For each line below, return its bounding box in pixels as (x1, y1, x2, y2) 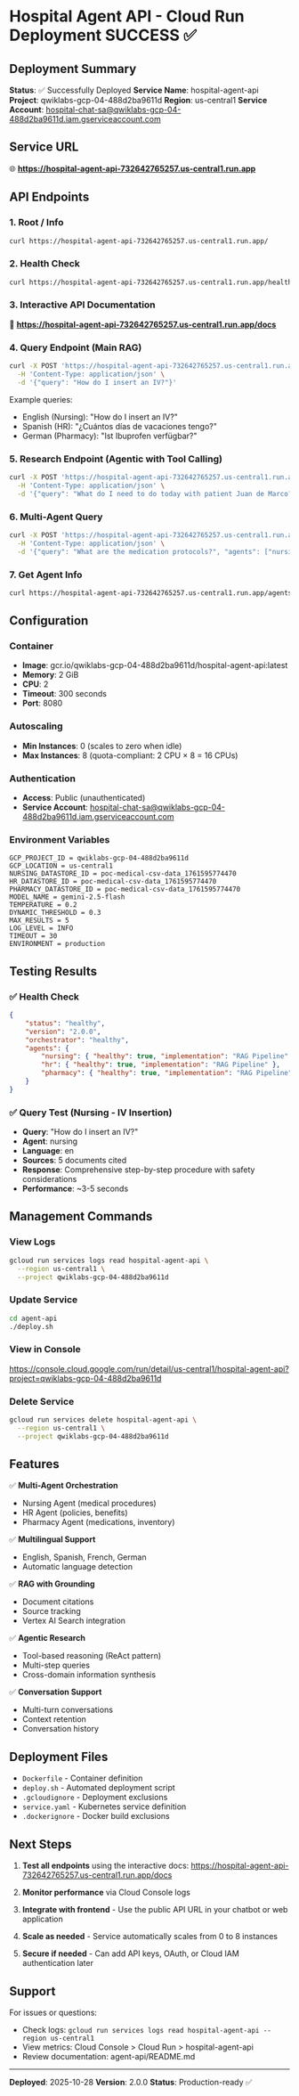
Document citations (21, 1596, 94, 1607)
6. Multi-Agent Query (9, 510, 103, 523)
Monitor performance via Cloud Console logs (21, 1887, 191, 1898)
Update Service (9, 1293, 78, 1306)
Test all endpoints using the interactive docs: (21, 1860, 190, 1872)
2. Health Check (9, 257, 80, 270)
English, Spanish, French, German (21, 1552, 147, 1562)
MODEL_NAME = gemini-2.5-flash (9, 893, 125, 901)
